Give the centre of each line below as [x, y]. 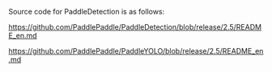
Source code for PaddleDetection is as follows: [87, 12]
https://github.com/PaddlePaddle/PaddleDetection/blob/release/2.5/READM [135, 27]
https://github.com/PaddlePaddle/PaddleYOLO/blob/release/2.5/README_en [136, 51]
